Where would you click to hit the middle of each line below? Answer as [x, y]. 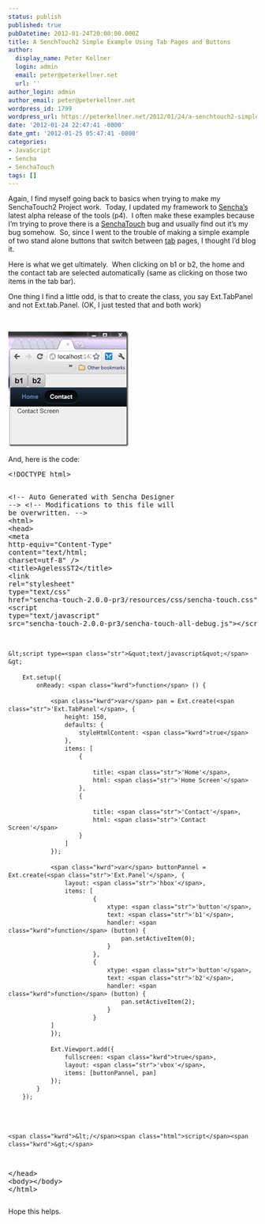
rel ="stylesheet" [41, 584]
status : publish [35, 17]
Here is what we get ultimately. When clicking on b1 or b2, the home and [127, 264]
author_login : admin [42, 92]
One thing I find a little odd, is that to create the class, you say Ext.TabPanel [131, 297]
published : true [35, 25]
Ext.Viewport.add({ [82, 1050]
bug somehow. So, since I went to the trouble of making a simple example [129, 233]
